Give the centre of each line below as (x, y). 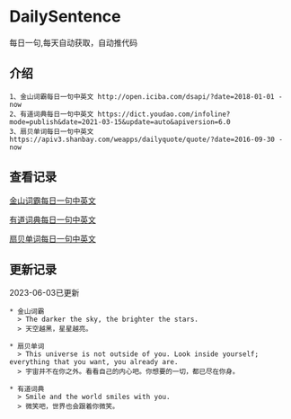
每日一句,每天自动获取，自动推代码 (74, 42)
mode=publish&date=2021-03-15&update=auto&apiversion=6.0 (120, 122)
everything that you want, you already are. (94, 362)
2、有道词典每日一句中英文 (52, 114)
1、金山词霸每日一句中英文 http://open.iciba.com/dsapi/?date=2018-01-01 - (146, 96)
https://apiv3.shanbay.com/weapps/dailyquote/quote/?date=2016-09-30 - (146, 139)
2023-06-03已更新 (44, 293)
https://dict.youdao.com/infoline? (164, 114)
